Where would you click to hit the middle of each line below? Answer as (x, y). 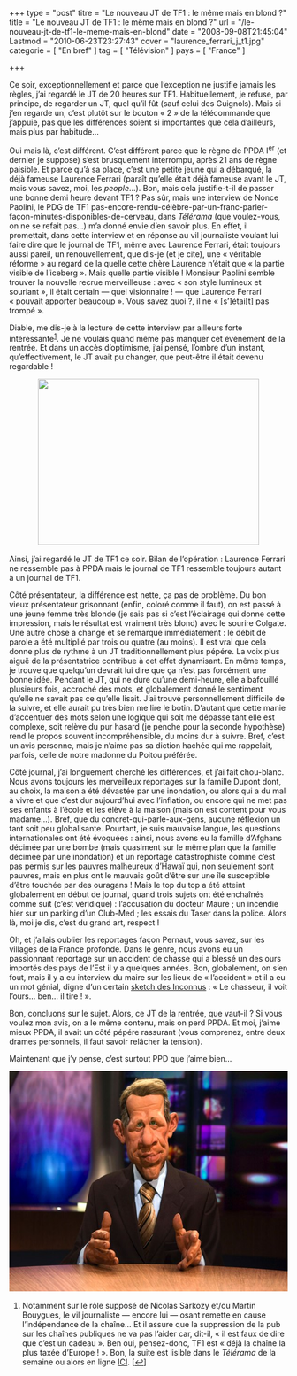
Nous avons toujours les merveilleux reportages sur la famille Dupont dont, (145, 782)
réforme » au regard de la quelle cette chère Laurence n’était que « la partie (147, 263)
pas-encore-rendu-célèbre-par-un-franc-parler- (179, 206)
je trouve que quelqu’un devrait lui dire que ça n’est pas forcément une (138, 670)
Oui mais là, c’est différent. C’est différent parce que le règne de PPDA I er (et (148, 150)
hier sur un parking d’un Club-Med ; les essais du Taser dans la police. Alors (148, 913)
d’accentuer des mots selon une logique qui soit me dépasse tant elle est (142, 717)
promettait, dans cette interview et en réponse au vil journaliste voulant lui (144, 235)
